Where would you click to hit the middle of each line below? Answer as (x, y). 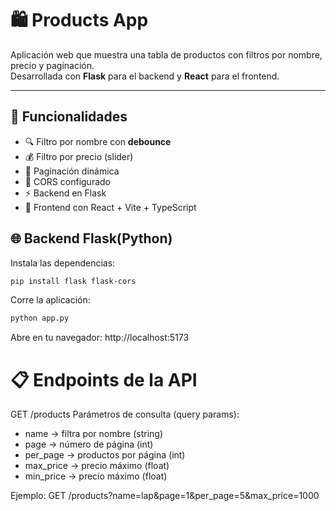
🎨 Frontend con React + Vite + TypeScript (110, 207)
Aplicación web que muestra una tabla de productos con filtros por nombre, (166, 54)
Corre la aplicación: (50, 300)
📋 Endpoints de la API (104, 379)
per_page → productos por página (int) (105, 455)
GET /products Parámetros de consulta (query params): (125, 414)
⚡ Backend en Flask (65, 193)
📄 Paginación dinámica (72, 171)
